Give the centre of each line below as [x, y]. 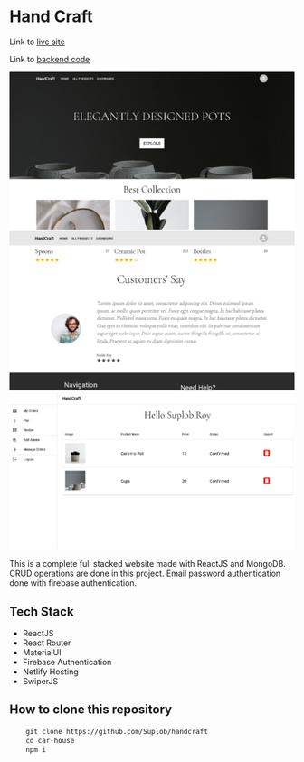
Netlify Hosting [50, 672]
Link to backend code [50, 59]
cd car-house [50, 740]
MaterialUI [42, 652]
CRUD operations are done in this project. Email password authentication [145, 574]
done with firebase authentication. [73, 583]
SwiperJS [40, 681]
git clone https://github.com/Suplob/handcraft [117, 731]
